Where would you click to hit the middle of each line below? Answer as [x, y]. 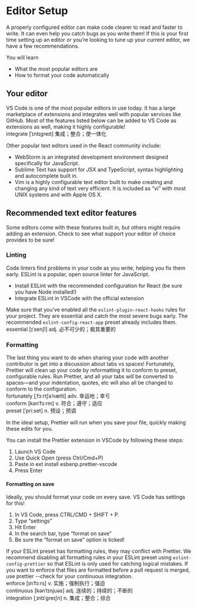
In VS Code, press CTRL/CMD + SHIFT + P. [67, 515]
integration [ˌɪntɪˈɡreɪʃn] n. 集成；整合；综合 [59, 598]
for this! [16, 503]
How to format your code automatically [62, 75]
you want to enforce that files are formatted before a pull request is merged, [98, 570]
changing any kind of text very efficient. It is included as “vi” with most [100, 188]
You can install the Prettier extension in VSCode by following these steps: [95, 440]
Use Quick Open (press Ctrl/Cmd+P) [59, 458]
